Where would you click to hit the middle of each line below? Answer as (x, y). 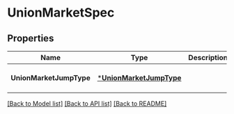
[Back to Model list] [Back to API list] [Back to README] (87, 104)
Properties (31, 38)
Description (208, 58)
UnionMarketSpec (61, 13)
